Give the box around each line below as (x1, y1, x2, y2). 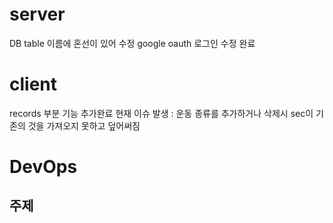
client (9, 73, 58, 96)
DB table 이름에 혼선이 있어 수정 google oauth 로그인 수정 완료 (9, 37, 256, 49)
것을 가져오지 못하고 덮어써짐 (27, 119, 141, 132)
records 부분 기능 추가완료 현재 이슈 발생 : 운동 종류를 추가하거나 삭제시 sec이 (9, 107, 314, 119)
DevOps (9, 156, 78, 178)
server (9, 3, 66, 26)
